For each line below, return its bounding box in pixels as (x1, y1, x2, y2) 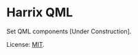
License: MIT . (6, 40, 45, 48)
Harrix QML (6, 5, 73, 20)
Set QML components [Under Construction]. (6, 27, 132, 35)
